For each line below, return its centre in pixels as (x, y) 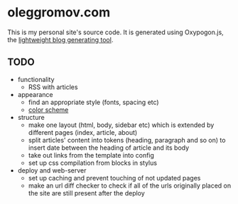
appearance (35, 94)
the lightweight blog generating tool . (60, 39)
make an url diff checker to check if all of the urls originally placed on (130, 185)
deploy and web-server (52, 170)
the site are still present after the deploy (87, 193)
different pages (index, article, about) (83, 132)
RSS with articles (53, 87)
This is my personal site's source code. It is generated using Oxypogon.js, (115, 32)
